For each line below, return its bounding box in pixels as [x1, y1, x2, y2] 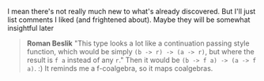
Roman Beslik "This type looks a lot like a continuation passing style [26, 39, 250, 48]
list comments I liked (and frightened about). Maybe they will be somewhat [7, 15, 251, 24]
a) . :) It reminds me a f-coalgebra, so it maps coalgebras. [26, 64, 213, 73]
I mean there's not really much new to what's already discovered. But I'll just [7, 7, 256, 16]
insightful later [7, 24, 55, 32]
